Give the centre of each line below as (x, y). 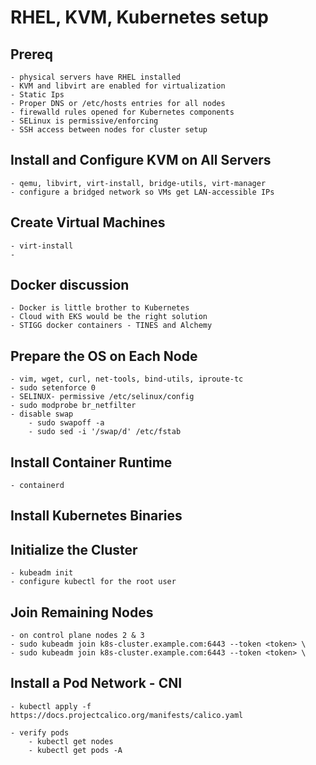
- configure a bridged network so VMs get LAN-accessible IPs (142, 192)
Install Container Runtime (91, 462)
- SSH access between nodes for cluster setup (109, 130)
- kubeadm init (42, 573)
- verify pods (40, 732)
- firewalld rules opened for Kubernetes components (122, 112)
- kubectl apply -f (51, 706)
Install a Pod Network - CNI (96, 683)
